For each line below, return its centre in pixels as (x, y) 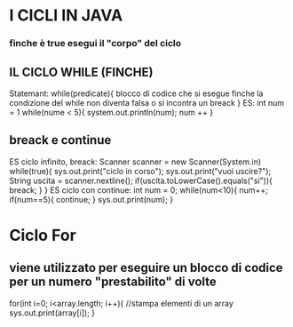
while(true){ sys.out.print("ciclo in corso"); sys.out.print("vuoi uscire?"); (140, 171)
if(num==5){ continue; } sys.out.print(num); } (91, 199)
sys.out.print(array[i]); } (52, 313)
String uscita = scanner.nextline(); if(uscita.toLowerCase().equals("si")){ (141, 180)
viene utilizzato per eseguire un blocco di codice (146, 268)
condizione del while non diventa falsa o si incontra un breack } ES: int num (147, 102)
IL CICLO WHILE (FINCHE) (81, 72)
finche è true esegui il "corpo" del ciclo (95, 44)
